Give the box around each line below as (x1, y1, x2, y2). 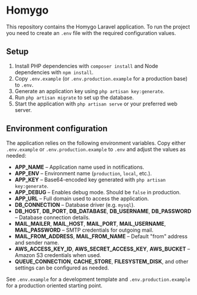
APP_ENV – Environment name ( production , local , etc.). (14, 169, 152, 177)
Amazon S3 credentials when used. (14, 251, 102, 258)
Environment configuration (6, 124, 108, 134)
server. (14, 106, 33, 113)
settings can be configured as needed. (14, 264, 109, 271)
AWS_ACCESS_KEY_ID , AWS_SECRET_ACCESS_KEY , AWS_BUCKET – (14, 245, 190, 252)
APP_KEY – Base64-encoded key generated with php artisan (14, 176, 166, 183)
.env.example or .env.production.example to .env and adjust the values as (6, 146, 186, 153)
